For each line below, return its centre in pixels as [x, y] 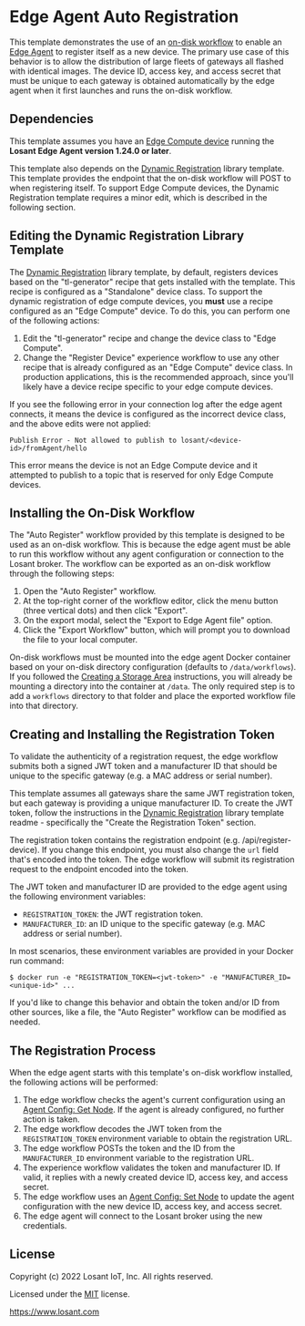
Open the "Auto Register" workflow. [89, 591]
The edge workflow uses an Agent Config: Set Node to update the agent [158, 1197]
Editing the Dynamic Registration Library [127, 236]
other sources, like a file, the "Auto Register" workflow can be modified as [148, 1012]
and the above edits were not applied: [80, 423]
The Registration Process [83, 1050]
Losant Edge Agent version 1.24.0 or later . [91, 150]
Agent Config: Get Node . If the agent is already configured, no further [153, 1110]
